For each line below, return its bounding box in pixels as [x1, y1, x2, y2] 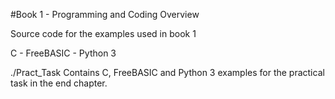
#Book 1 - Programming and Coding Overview [10, 9, 200, 20]
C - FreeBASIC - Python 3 [10, 47, 117, 59]
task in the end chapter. [10, 77, 108, 89]
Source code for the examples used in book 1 [10, 28, 197, 39]
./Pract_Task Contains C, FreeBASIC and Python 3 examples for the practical [10, 67, 325, 78]
